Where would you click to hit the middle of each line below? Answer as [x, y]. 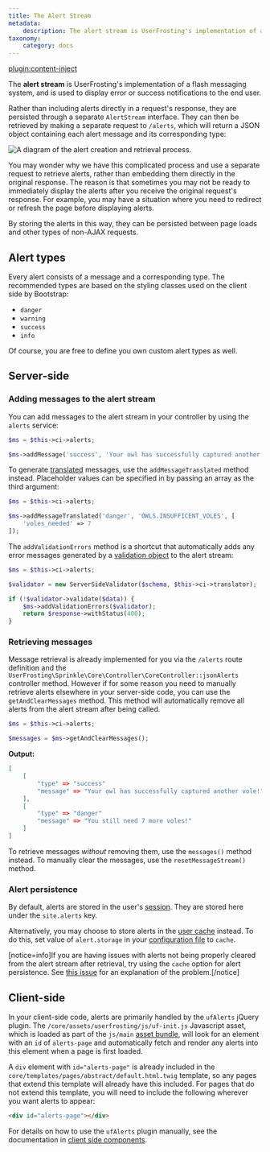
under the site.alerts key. [53, 915]
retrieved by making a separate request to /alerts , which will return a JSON [134, 126]
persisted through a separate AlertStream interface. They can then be [124, 117]
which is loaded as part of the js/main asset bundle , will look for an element [134, 1034]
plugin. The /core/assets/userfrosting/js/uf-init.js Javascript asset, [127, 1026]
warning [33, 319]
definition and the [37, 668]
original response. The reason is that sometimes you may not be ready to [129, 183]
